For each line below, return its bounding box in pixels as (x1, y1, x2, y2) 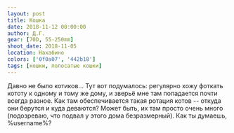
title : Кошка (7, 17, 46, 24)
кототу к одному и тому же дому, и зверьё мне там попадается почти (7, 89, 218, 97)
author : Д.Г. (7, 29, 46, 37)
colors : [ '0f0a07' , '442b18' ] (7, 56, 96, 63)
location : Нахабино (7, 50, 65, 57)
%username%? (7, 118, 52, 127)
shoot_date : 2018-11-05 (7, 43, 77, 50)
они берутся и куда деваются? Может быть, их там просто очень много (7, 104, 223, 112)
